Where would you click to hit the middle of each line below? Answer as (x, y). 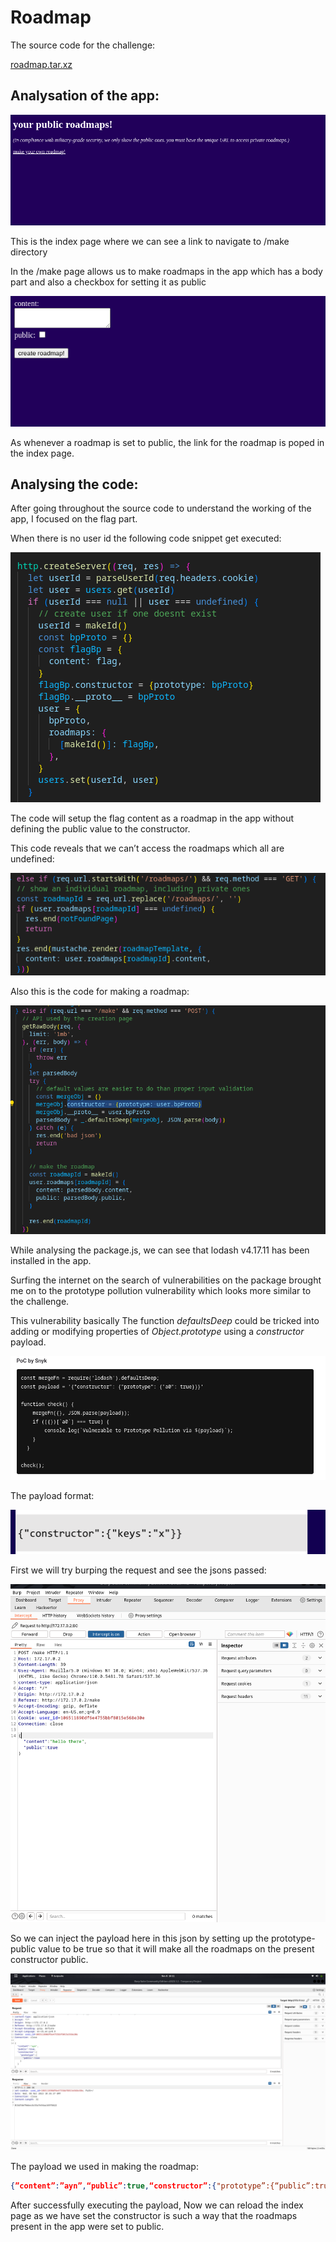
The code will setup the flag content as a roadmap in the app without (152, 818)
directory (29, 252)
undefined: (32, 859)
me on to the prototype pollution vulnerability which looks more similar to (161, 1291)
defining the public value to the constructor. (100, 829)
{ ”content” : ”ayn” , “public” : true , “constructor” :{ (113, 2186)
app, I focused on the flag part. (74, 519)
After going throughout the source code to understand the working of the (161, 508)
